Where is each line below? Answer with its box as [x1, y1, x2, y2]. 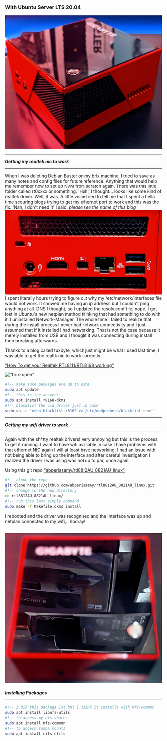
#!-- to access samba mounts [5, 726, 66, 731]
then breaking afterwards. [5, 338, 58, 344]
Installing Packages [5, 690, 47, 696]
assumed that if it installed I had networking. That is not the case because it [5, 327, 160, 333]
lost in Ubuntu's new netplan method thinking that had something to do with [5, 311, 161, 317]
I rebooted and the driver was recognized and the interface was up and [5, 513, 151, 519]
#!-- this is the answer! [5, 392, 59, 397]
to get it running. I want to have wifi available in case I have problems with [5, 442, 157, 448]
